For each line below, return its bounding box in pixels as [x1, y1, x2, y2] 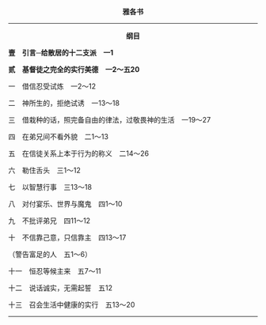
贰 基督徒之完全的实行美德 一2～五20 [8, 65, 140, 74]
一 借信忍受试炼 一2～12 [8, 81, 97, 91]
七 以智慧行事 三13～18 [8, 183, 93, 191]
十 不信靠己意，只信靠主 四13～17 [8, 232, 127, 242]
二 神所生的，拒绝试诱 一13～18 [8, 98, 120, 108]
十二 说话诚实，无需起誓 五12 [8, 283, 113, 293]
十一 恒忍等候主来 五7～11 [8, 266, 101, 275]
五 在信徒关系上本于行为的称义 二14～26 [8, 149, 149, 158]
